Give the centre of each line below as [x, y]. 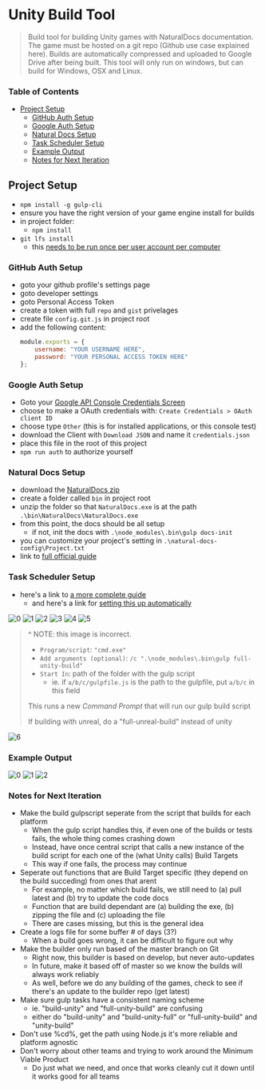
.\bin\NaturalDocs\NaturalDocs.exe [79, 516]
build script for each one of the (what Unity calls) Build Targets [135, 856]
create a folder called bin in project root [85, 498]
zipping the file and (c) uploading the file [99, 915]
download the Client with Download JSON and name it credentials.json [134, 435]
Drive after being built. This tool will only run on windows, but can [135, 62]
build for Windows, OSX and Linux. [85, 70]
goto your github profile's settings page [85, 285]
